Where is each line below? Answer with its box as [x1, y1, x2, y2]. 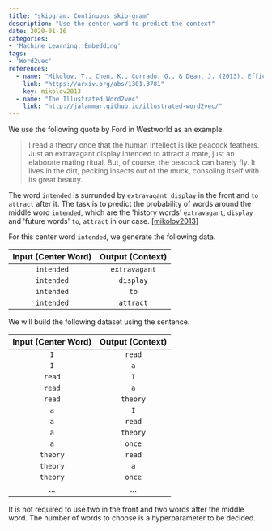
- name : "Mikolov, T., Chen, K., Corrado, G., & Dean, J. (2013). [15, 72, 244, 80]
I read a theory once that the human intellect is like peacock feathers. [28, 140, 260, 150]
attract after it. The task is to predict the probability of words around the [8, 199, 252, 209]
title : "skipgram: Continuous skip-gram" [8, 11, 151, 20]
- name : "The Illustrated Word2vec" [15, 95, 139, 103]
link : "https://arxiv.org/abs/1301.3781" [23, 79, 164, 88]
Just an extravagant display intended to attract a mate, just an [28, 149, 235, 159]
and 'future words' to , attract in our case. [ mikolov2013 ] [8, 216, 199, 226]
